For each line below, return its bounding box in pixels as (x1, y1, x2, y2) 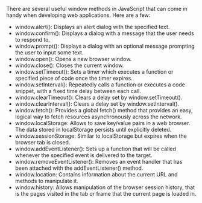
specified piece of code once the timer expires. (14, 75, 133, 82)
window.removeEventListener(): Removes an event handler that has (14, 158, 183, 165)
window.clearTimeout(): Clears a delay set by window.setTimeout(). (14, 94, 183, 101)
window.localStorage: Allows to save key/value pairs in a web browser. (14, 120, 191, 126)
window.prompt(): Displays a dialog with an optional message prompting (14, 42, 195, 50)
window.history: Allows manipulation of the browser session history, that (14, 184, 195, 191)
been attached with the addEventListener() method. (14, 164, 144, 172)
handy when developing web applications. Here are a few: (6, 11, 151, 19)
